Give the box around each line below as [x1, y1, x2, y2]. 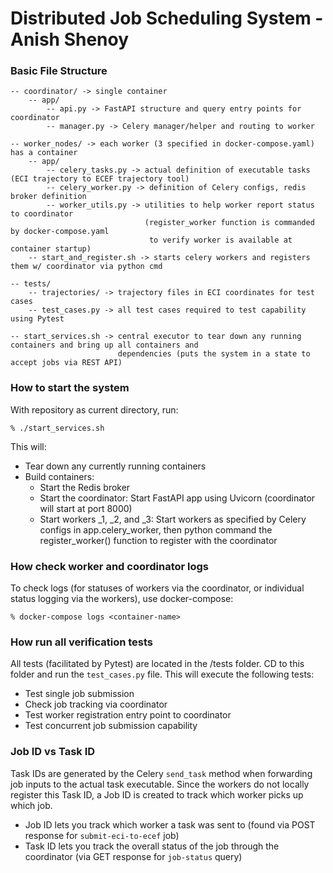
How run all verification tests [10, 635, 154, 649]
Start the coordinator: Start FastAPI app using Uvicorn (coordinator [39, 492, 316, 504]
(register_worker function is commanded [144, 218, 315, 228]
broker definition [10, 192, 87, 202]
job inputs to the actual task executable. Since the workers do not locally [10, 778, 310, 790]
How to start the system [10, 381, 130, 395]
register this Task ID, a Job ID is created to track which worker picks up [10, 788, 304, 801]
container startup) [10, 244, 92, 254]
